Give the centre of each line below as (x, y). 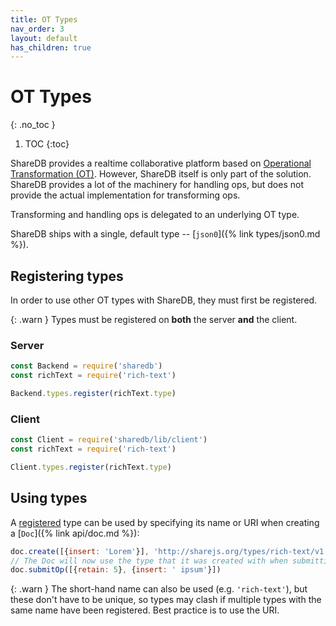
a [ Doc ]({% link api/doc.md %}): (75, 533)
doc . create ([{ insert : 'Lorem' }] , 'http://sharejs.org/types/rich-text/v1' (169, 551)
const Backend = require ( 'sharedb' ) (86, 366)
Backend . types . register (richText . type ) (93, 394)
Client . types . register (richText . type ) (91, 467)
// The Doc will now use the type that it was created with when (149, 561)
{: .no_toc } (33, 125)
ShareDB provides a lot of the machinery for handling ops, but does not (157, 185)
